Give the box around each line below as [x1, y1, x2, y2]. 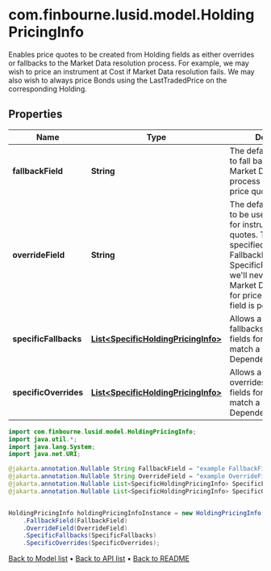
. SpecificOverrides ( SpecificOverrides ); [23, 539, 161, 548]
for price [229, 290, 262, 301]
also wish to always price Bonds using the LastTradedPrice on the [8, 75, 227, 85]
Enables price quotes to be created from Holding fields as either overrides [8, 49, 255, 59]
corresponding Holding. [8, 83, 87, 94]
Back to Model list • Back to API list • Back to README [8, 554, 190, 564]
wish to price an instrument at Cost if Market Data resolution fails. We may [8, 66, 256, 76]
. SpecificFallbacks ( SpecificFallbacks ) [23, 531, 157, 539]
